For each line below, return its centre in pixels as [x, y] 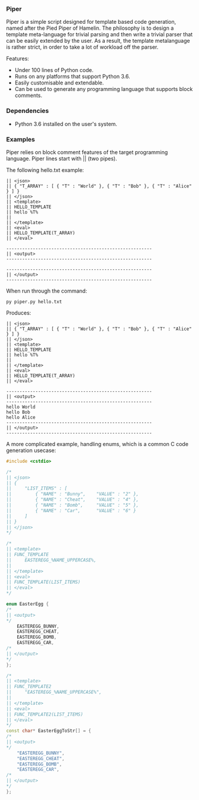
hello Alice [21, 417]
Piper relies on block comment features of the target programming [87, 152]
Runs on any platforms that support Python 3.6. [72, 77]
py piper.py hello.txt [34, 302]
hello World [21, 407]
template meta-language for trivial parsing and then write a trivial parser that [99, 34]
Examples [21, 139]
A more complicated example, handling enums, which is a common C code [97, 444]
